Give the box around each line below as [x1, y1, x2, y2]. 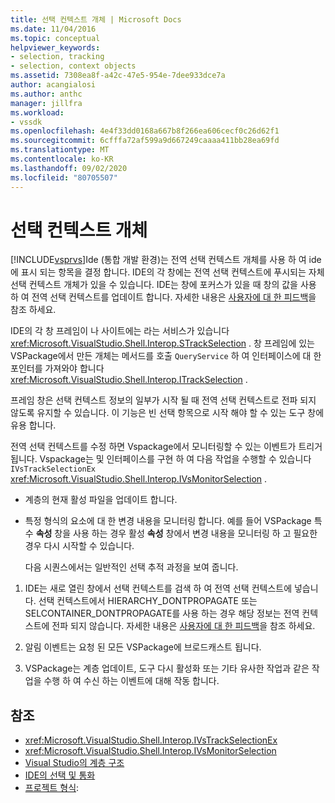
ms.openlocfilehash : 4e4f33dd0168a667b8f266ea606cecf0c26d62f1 [10, 126, 280, 136]
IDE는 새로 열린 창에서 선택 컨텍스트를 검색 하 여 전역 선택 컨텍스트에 [24, 582, 293, 595]
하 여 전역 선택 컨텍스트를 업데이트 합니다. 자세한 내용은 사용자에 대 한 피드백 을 [10, 291, 317, 303]
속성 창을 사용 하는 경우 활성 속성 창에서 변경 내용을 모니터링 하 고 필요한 [35, 527, 318, 540]
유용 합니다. [10, 419, 57, 431]
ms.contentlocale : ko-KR [10, 154, 114, 164]
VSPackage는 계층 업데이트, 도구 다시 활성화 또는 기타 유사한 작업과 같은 [24, 662, 310, 675]
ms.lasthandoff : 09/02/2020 [10, 163, 128, 173]
